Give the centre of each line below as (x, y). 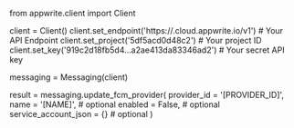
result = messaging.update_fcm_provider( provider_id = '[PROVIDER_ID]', (147, 95)
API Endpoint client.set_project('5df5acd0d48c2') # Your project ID (136, 40)
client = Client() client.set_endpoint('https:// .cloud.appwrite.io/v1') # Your (147, 30)
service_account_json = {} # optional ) (81, 114)
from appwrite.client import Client (73, 13)
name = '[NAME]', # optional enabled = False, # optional (115, 104)
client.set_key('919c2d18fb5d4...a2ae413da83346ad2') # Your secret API (147, 50)
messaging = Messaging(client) (69, 77)
